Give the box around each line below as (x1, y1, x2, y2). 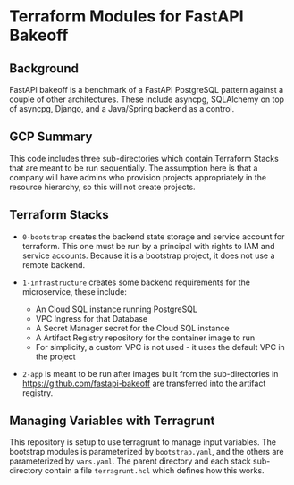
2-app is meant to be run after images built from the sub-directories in (21, 368, 279, 379)
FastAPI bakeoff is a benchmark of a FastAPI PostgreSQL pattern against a (9, 85, 284, 95)
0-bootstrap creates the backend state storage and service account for (21, 230, 285, 242)
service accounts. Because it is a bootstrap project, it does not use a (21, 250, 275, 261)
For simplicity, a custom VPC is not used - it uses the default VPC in (35, 341, 286, 352)
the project (35, 351, 76, 362)
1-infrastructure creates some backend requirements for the (21, 277, 250, 288)
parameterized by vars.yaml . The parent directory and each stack (9, 456, 252, 466)
